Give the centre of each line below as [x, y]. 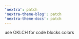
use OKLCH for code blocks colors [39, 33]
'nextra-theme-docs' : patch [33, 19]
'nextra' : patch [21, 10]
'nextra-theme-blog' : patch [33, 14]
